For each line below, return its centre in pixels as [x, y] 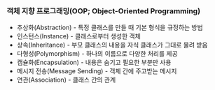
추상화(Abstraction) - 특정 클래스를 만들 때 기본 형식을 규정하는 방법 [110, 28]
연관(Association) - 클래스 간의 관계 [66, 80]
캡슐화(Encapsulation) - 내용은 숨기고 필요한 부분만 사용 [94, 62]
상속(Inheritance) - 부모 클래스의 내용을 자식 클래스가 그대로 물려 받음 [112, 45]
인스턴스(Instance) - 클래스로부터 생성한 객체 [78, 36]
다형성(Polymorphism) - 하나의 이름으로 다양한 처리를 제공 [97, 54]
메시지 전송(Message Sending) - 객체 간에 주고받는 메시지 [97, 71]
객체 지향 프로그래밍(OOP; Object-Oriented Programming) [104, 10]
